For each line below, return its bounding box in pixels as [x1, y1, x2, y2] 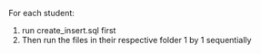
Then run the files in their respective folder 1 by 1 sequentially [21, 35, 252, 45]
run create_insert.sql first [21, 25, 116, 35]
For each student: [8, 8, 75, 18]
